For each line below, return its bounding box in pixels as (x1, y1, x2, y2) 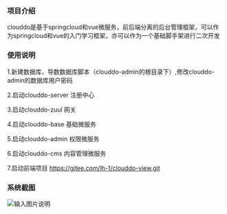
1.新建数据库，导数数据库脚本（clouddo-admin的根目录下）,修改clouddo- (7, 67, 215, 76)
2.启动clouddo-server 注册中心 (7, 91, 95, 99)
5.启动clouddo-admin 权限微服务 (7, 134, 100, 142)
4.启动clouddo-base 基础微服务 (7, 120, 96, 128)
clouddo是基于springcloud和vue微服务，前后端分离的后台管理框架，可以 (7, 23, 213, 32)
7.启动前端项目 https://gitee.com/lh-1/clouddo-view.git (7, 164, 160, 172)
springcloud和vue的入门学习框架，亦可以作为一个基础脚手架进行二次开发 (12, 32, 220, 40)
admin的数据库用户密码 (7, 76, 74, 84)
